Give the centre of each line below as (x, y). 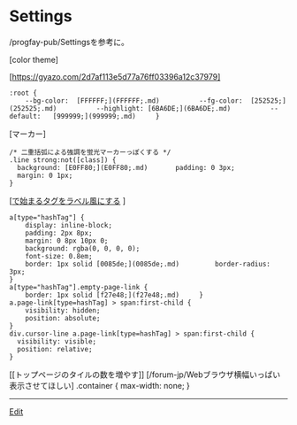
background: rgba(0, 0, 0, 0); (83, 248)
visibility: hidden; (63, 310)
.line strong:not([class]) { (63, 160)
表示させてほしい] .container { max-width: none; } (99, 385)
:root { (23, 93)
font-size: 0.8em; (59, 256)
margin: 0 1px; (45, 175)
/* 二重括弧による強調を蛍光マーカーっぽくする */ (90, 152)
